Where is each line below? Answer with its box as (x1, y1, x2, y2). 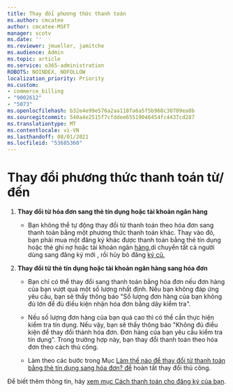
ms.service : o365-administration (7, 62, 105, 69)
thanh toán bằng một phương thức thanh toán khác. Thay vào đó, (27, 228, 215, 237)
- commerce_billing (7, 88, 64, 95)
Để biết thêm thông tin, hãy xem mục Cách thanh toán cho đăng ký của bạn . (7, 377, 227, 386)
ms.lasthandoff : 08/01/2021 (7, 133, 89, 140)
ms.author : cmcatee (7, 17, 64, 24)
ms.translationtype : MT (7, 120, 77, 127)
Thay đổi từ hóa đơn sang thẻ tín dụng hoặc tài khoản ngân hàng (17, 207, 208, 216)
